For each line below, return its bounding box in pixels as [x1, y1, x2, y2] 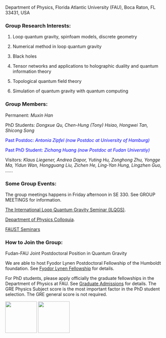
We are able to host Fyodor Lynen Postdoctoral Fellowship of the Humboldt [5, 260, 161, 266]
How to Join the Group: [5, 238, 63, 246]
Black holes [12, 53, 37, 60]
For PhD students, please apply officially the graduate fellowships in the [5, 275, 154, 281]
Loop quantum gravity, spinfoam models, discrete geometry [12, 34, 137, 40]
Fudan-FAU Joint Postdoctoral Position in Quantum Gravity [5, 250, 127, 257]
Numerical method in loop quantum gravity [12, 43, 102, 50]
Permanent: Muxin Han [5, 112, 53, 118]
